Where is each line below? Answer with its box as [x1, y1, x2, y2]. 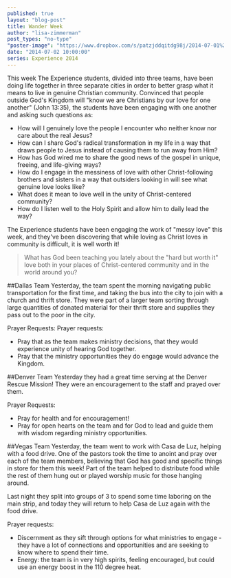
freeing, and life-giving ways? [16, 160, 102, 169]
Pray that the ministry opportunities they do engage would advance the [16, 352, 219, 360]
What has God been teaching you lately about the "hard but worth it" [23, 253, 219, 261]
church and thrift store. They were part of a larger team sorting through [7, 296, 209, 304]
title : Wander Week [7, 23, 63, 30]
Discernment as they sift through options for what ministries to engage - [16, 533, 222, 541]
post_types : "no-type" [7, 36, 72, 43]
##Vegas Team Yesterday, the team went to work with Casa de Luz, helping [7, 442, 221, 450]
